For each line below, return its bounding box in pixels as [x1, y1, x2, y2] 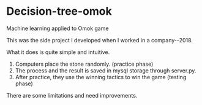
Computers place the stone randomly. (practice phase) [15, 60, 154, 68]
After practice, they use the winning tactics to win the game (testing [15, 73, 187, 80]
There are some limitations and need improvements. [6, 91, 138, 99]
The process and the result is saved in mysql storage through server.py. [15, 66, 196, 74]
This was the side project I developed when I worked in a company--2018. [6, 36, 193, 44]
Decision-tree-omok [6, 4, 112, 18]
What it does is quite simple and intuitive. [6, 48, 110, 56]
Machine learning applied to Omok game [6, 25, 109, 32]
